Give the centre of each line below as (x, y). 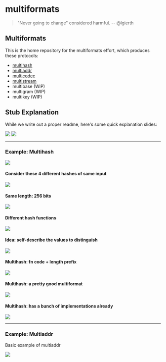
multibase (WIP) (29, 86)
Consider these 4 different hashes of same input (56, 174)
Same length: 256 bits (28, 196)
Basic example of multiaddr (33, 345)
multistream (24, 81)
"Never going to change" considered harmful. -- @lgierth (75, 23)
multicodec (24, 76)
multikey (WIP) (27, 97)
